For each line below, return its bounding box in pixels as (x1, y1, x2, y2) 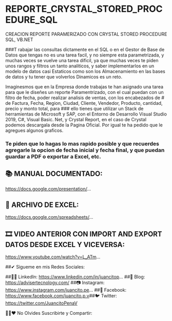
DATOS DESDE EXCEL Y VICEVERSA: (5, 240, 125, 249)
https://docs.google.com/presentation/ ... (5, 185, 91, 192)
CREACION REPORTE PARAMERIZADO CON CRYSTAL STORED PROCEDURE (5, 31, 167, 37)
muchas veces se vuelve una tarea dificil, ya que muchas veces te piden (5, 57, 159, 63)
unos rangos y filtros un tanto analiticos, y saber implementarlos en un (5, 63, 155, 69)
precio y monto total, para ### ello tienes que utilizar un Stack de (5, 105, 144, 111)
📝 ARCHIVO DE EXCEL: (5, 201, 79, 210)
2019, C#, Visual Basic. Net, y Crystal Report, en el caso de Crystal (5, 116, 147, 122)
